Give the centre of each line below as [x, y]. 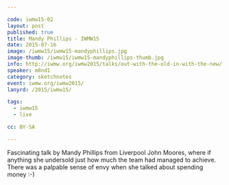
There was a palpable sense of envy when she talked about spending [105, 167]
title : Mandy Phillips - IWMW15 [53, 38]
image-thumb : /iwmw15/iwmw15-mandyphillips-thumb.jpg [86, 58]
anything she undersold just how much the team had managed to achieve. [112, 160]
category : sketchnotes [39, 77]
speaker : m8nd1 [29, 70]
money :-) [21, 174]
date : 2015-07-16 [32, 45]
